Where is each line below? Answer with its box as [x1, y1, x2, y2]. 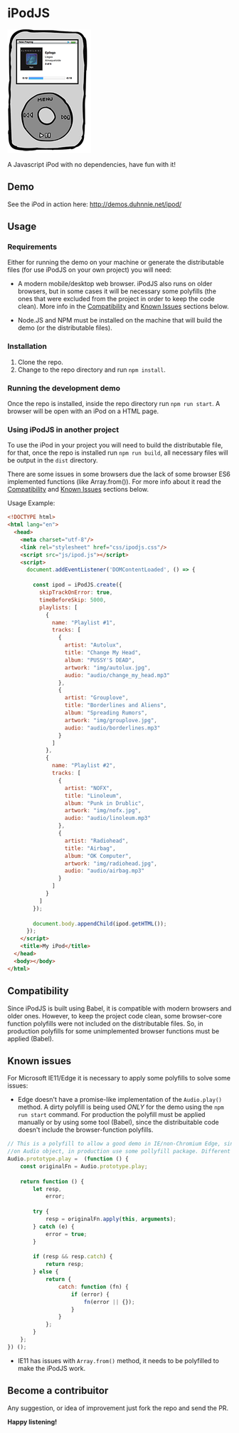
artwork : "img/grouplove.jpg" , [64, 716, 158, 724]
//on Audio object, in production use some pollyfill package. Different [7, 1148, 231, 1155]
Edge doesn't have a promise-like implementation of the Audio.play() [17, 1095, 223, 1104]
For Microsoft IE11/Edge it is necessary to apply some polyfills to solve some [7, 1074, 231, 1083]
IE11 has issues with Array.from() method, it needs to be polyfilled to [17, 1356, 219, 1364]
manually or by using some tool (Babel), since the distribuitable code [17, 1118, 219, 1127]
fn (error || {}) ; [83, 1298, 135, 1305]
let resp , [33, 1185, 62, 1193]
